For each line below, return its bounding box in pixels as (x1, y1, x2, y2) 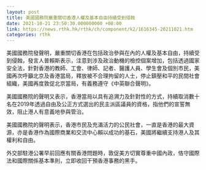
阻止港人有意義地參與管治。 (17, 108, 87, 116)
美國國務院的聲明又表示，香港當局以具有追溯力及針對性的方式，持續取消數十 (6, 93, 200, 100)
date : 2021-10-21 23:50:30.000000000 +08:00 (6, 20, 122, 26)
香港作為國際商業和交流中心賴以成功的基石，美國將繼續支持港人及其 (27, 129, 200, 136)
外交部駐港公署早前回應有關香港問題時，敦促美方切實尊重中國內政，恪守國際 (6, 149, 200, 157)
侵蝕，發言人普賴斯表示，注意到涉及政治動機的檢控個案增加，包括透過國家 (11, 57, 200, 64)
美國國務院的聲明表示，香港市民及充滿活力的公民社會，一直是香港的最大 (6, 121, 189, 128)
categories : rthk (6, 32, 51, 38)
